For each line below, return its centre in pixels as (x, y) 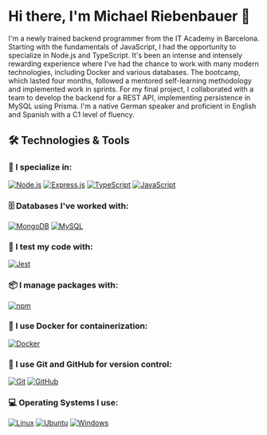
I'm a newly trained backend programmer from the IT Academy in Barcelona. (134, 38)
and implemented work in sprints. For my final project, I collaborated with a (131, 89)
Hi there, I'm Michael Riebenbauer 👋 (130, 16)
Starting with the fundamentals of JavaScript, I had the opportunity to (122, 46)
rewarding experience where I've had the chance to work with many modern (133, 64)
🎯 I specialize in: (40, 167)
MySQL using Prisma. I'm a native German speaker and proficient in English (132, 106)
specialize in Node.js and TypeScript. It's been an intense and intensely (126, 55)
